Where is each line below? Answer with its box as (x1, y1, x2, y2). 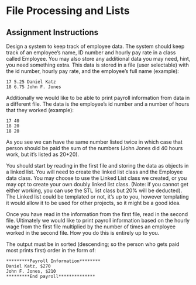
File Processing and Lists (6, 4, 130, 18)
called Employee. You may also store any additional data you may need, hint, (6, 55, 191, 62)
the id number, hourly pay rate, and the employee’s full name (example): (6, 68, 180, 74)
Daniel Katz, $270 (6, 263, 51, 269)
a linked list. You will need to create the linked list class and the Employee (6, 168, 183, 175)
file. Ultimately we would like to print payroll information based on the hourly (6, 217, 190, 224)
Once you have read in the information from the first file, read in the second (6, 211, 188, 217)
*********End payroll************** (6, 273, 95, 279)
